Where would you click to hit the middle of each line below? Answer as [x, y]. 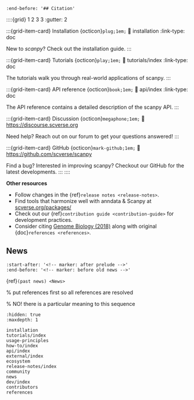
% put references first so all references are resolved [70, 292]
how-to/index [22, 346]
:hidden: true [24, 314]
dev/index [18, 382]
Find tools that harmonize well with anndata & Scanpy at [83, 201]
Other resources [27, 183]
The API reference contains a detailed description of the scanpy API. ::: [93, 107]
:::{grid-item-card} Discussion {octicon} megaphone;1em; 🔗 [75, 119]
